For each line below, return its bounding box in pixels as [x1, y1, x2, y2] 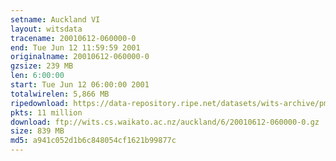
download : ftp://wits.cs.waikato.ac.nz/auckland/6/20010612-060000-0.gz [10, 117, 320, 127]
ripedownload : [10, 98, 70, 108]
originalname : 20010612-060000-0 [10, 52, 150, 62]
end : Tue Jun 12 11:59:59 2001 [10, 42, 141, 53]
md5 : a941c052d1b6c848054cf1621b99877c [10, 136, 177, 146]
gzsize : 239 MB [10, 61, 74, 71]
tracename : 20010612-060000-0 [10, 33, 137, 43]
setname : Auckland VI [10, 14, 101, 25]
